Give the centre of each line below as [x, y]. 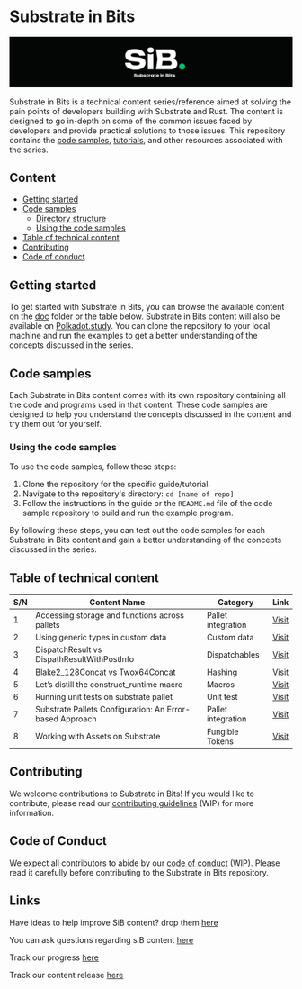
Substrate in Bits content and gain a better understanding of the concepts [146, 540]
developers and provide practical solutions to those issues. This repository [147, 130]
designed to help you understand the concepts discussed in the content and [151, 414]
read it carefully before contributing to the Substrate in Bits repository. [139, 872]
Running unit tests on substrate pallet [104, 697]
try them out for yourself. [55, 423]
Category [236, 602]
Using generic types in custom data [101, 638]
